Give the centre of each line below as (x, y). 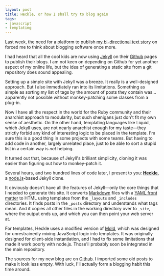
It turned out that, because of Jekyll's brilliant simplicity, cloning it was (76, 158)
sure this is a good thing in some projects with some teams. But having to (79, 138)
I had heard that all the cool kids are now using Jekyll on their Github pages (81, 56)
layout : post (18, 10)
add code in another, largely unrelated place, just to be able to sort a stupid (81, 143)
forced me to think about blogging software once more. (61, 47)
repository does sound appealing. (39, 72)
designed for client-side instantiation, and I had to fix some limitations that (80, 239)
